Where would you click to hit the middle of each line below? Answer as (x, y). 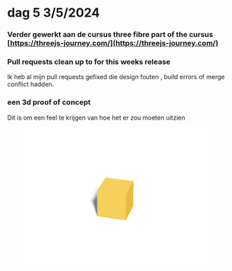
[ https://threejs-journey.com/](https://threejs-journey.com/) (113, 43)
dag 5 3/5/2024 (54, 13)
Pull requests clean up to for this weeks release (89, 62)
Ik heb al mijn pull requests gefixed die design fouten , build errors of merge (116, 77)
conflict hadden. (31, 84)
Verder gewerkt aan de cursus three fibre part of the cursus (110, 35)
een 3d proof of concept (49, 102)
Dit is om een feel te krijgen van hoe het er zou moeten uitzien (96, 117)
